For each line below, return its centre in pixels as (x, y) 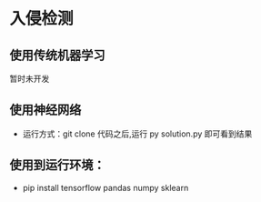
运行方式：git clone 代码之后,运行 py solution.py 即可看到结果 (137, 134)
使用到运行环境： (57, 165)
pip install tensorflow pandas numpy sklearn (105, 187)
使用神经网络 (45, 110)
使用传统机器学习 (57, 55)
